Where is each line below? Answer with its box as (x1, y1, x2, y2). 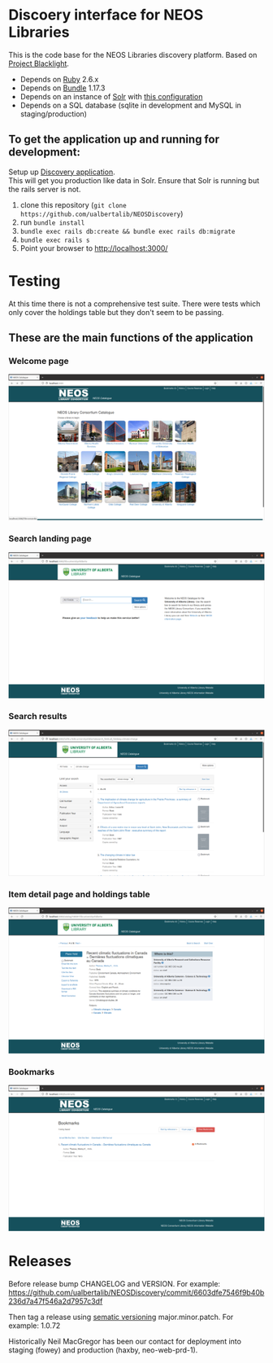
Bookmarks (8, 1066, 55, 1077)
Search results (8, 711, 67, 722)
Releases (8, 1252, 71, 1271)
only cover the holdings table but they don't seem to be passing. (8, 307, 224, 317)
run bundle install (19, 217, 85, 227)
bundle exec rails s (19, 236, 90, 244)
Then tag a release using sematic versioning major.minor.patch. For (8, 1313, 234, 1322)
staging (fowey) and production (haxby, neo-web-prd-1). (8, 1345, 198, 1355)
